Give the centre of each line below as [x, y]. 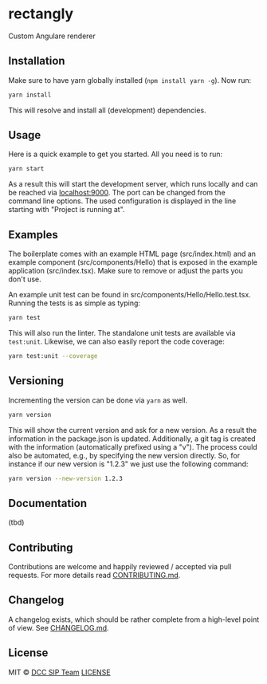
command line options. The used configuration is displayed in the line [122, 201]
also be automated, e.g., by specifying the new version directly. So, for [124, 455]
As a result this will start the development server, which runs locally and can [133, 184]
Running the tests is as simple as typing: [75, 303]
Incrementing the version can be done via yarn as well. [98, 400]
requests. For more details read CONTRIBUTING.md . [94, 576]
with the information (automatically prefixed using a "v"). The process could [133, 446]
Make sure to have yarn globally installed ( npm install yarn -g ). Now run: [130, 80]
